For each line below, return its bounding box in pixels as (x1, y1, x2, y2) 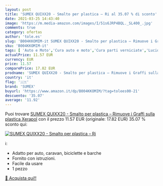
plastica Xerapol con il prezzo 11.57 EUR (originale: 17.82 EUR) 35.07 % (5, 116, 146, 122)
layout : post (5, 7, 32, 12)
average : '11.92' (5, 98, 40, 103)
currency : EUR (5, 57, 34, 62)
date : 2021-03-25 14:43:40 (5, 16, 60, 21)
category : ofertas (5, 30, 42, 35)
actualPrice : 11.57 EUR (5, 52, 53, 57)
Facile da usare (12, 161, 43, 167)
